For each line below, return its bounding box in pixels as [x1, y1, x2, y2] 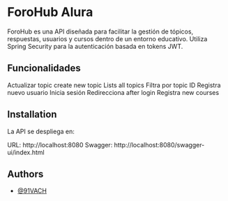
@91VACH [17, 186, 47, 195]
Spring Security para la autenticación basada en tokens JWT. [7, 42, 183, 50]
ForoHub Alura [7, 4, 93, 20]
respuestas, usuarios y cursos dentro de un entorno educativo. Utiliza [7, 34, 208, 43]
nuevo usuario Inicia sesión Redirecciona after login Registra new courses [7, 88, 220, 96]
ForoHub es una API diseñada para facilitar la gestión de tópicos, [7, 27, 194, 36]
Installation [7, 109, 57, 121]
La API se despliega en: [7, 127, 75, 135]
